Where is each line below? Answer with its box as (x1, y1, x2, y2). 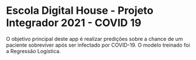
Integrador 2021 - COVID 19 (6, 16, 142, 29)
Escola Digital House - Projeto (6, 4, 154, 17)
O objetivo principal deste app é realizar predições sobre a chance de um (6, 35, 183, 42)
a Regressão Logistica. (6, 47, 61, 54)
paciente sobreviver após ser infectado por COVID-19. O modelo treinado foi (6, 42, 190, 48)
